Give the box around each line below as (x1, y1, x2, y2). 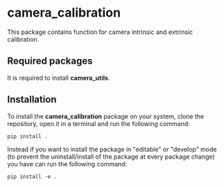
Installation (7, 93, 57, 105)
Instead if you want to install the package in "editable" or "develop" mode (7, 145, 217, 153)
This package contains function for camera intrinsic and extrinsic (7, 28, 193, 36)
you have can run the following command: (7, 159, 128, 168)
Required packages (7, 55, 93, 67)
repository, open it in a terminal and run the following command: (7, 119, 191, 127)
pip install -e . (7, 173, 58, 180)
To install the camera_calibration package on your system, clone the (7, 112, 205, 121)
